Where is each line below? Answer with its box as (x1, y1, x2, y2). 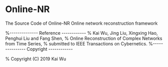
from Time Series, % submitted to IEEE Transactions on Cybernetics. (5, 40, 147, 46)
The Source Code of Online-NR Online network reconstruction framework (5, 20, 158, 26)
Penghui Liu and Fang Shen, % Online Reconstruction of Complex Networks (5, 35, 162, 41)
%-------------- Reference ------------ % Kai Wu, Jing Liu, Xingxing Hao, (5, 30, 158, 36)
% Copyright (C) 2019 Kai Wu (5, 55, 66, 61)
